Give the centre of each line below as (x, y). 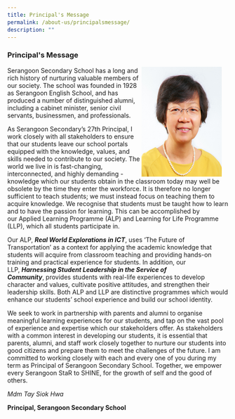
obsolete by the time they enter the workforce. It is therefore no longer (109, 188)
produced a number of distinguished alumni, (71, 100)
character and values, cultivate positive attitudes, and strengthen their (108, 284)
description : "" (31, 30)
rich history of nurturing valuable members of (73, 78)
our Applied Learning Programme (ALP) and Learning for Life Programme (113, 219)
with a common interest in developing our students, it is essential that (108, 335)
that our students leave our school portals (68, 143)
